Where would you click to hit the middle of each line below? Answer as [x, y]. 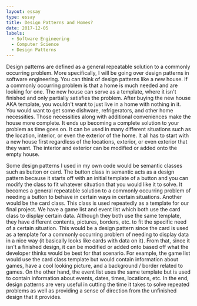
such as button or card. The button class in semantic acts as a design [90, 172]
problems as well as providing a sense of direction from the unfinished [91, 290]
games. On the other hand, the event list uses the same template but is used [98, 272]
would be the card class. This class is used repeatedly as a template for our [98, 203]
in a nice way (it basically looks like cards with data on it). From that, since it [98, 240]
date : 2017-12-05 [27, 28]
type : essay [21, 17]
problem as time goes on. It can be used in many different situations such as [98, 129]
